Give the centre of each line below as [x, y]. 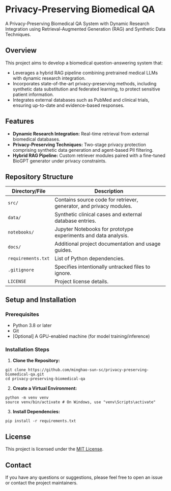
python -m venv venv [27, 398]
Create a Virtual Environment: [45, 388]
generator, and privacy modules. [93, 206]
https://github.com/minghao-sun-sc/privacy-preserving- [88, 370]
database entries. [75, 221]
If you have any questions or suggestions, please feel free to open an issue [84, 477]
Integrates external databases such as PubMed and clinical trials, [81, 100]
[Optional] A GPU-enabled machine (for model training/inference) [81, 336]
